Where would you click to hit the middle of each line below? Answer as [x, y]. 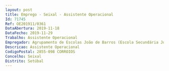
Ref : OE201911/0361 [26, 24]
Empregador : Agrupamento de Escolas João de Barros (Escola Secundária [82, 42]
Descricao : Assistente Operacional [43, 47]
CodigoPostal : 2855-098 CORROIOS [40, 51]
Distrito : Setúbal [24, 61]
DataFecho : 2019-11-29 [29, 33]
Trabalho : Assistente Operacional [41, 38]
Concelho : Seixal [23, 56]
